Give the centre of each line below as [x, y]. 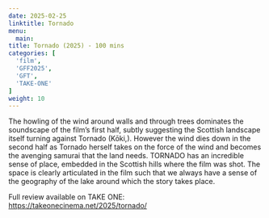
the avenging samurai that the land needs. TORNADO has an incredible [126, 156]
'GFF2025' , [34, 69]
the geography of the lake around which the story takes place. [112, 182]
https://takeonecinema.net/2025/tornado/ [78, 206]
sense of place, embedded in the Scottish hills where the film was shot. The [134, 164]
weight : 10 [27, 99]
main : [25, 38]
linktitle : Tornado [41, 23]
